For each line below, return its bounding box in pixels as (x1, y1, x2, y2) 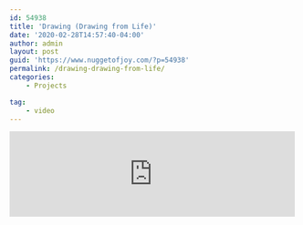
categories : (9, 73, 55, 82)
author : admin (9, 38, 64, 48)
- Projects (26, 81, 68, 90)
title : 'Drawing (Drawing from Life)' (9, 22, 157, 31)
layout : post (9, 47, 59, 56)
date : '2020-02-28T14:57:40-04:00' (9, 30, 145, 39)
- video (26, 106, 55, 115)
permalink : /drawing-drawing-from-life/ (9, 65, 166, 74)
